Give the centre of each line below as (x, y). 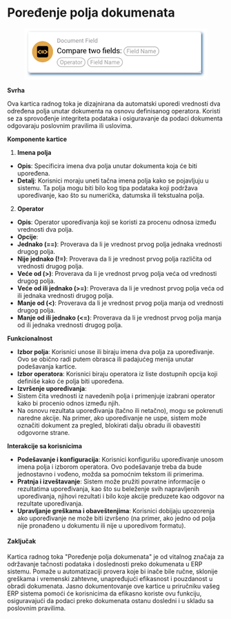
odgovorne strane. (43, 432)
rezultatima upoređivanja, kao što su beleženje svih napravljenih (108, 488)
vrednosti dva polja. (45, 229)
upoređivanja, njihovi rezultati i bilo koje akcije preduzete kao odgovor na (121, 496)
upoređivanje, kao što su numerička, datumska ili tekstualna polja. (111, 195)
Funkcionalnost (30, 338)
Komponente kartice (37, 139)
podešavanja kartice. (47, 366)
